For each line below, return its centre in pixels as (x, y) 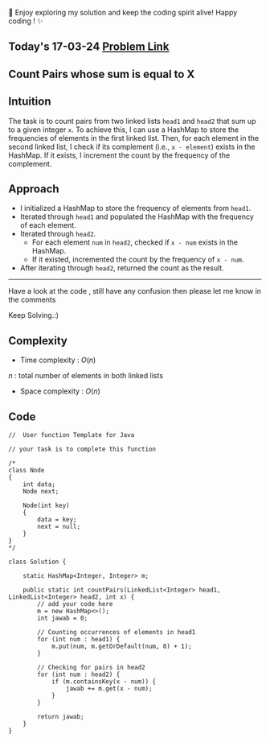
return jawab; (61, 717)
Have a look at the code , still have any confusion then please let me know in (135, 291)
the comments (32, 300)
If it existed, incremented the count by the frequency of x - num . (138, 260)
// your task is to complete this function (82, 449)
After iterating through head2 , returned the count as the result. (122, 268)
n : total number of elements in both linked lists (86, 376)
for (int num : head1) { (79, 640)
